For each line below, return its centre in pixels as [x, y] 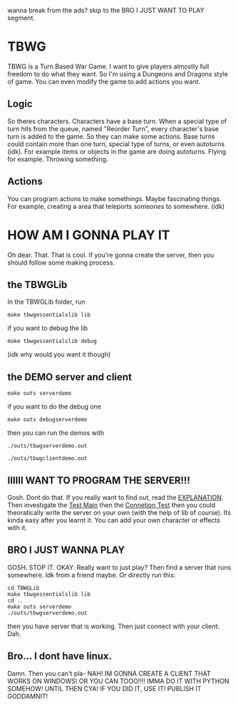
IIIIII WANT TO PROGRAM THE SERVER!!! [99, 480]
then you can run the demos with [56, 433]
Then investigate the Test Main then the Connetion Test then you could [112, 505]
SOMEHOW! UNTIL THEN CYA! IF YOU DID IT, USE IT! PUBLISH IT [104, 688]
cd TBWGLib [24, 588]
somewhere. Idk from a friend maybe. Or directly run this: [92, 575]
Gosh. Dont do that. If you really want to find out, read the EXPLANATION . [115, 497]
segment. [21, 18]
